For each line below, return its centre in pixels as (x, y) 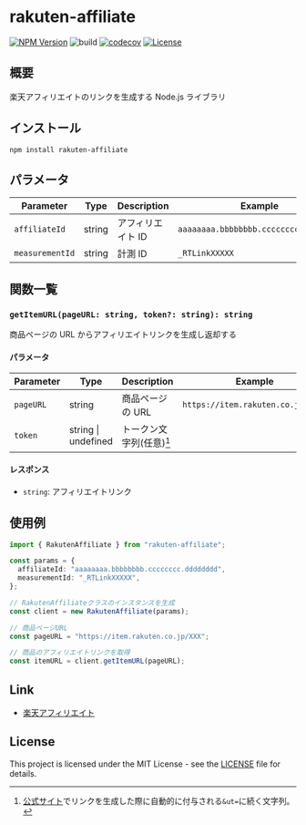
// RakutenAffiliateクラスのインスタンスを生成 (92, 603)
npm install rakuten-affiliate (69, 150)
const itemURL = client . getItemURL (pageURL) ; (97, 661)
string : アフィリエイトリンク (77, 491)
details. (23, 773)
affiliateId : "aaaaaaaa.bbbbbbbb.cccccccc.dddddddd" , (122, 570)
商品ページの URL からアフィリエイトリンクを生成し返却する (123, 335)
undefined (91, 441)
